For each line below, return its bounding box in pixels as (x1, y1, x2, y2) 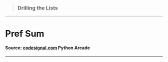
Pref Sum (5, 28, 44, 39)
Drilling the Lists (17, 4, 58, 11)
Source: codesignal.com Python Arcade (5, 45, 90, 51)
